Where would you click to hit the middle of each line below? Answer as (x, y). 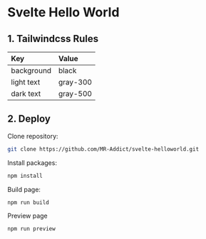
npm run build (29, 202)
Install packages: (32, 163)
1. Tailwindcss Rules (53, 39)
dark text (26, 94)
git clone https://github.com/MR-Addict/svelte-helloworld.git (103, 149)
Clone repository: (33, 136)
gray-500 (75, 94)
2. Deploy (29, 119)
